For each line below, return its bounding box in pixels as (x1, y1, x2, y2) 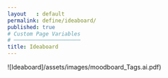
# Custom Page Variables (7, 30, 81, 38)
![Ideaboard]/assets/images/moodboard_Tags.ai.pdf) (7, 63, 162, 71)
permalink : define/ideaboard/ (7, 17, 97, 24)
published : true (7, 23, 55, 30)
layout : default (7, 10, 65, 18)
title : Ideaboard (7, 43, 59, 50)
